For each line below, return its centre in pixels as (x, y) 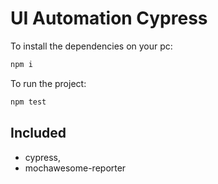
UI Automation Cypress (109, 18)
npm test (28, 102)
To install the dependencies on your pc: (91, 46)
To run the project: (48, 83)
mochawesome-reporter (75, 168)
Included (38, 133)
